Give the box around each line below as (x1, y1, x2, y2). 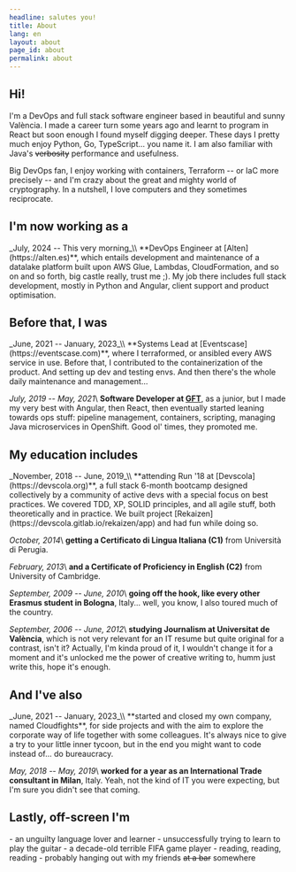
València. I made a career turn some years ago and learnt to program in (9, 120, 269, 130)
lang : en (9, 29, 42, 38)
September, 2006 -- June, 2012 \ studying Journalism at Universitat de (9, 624, 270, 635)
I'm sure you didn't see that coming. (9, 784, 140, 795)
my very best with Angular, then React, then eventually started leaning (9, 403, 265, 413)
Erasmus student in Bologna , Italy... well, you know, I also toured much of (9, 598, 278, 608)
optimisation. (9, 289, 57, 300)
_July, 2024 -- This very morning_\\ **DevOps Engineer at (9, 243, 223, 253)
